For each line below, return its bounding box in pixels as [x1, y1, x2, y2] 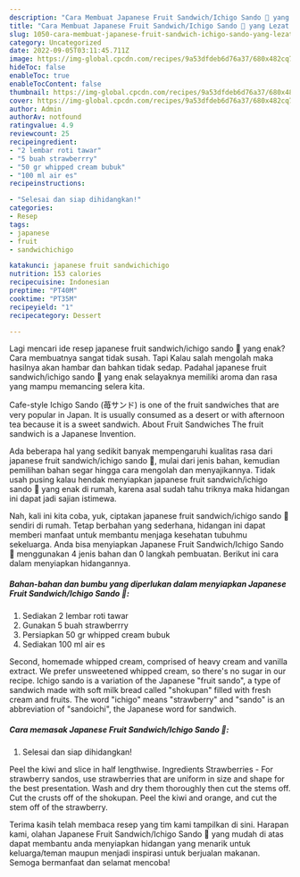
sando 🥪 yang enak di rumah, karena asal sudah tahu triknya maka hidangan [9, 484, 290, 495]
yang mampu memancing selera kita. [9, 381, 146, 392]
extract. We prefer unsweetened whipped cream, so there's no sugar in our [9, 666, 287, 677]
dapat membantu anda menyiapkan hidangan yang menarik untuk [9, 839, 251, 849]
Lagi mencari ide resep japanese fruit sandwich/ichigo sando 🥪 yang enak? [9, 343, 286, 354]
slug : [9, 29, 29, 38]
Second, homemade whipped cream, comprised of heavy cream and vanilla [9, 656, 288, 667]
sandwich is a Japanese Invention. [9, 429, 137, 439]
